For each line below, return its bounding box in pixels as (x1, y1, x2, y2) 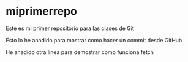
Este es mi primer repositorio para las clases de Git (6, 25, 134, 32)
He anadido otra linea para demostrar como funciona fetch (6, 48, 154, 56)
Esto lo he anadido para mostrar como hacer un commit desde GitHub (6, 36, 182, 44)
